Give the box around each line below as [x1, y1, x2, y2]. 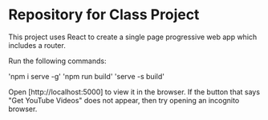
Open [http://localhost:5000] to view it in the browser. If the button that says [8, 86, 261, 97]
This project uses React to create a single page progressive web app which [8, 32, 258, 42]
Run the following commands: [8, 56, 107, 66]
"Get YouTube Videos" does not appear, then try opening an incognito [8, 95, 240, 105]
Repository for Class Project [8, 6, 200, 24]
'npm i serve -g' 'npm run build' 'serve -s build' [8, 71, 164, 81]
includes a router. [8, 40, 66, 50]
